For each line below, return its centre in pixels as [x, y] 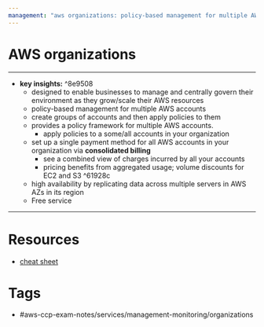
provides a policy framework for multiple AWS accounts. [122, 125]
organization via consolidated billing [91, 150]
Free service [51, 200]
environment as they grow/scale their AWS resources [117, 100]
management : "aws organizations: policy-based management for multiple [128, 15]
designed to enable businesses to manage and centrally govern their [142, 92]
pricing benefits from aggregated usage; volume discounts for [144, 167]
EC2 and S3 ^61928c [77, 175]
